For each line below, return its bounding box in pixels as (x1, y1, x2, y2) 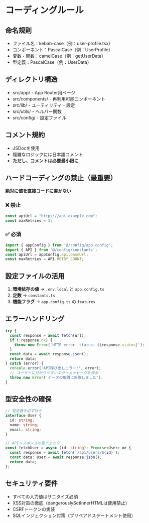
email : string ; (10, 427, 42, 432)
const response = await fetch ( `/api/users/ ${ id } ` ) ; (10, 450, 120, 455)
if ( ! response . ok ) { (10, 337, 53, 343)
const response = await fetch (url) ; (10, 333, 86, 338)
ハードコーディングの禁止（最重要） (5, 174, 117, 182)
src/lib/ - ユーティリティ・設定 (12, 102, 75, 108)
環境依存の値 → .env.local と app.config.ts (12, 286, 104, 292)
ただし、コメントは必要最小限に (12, 158, 79, 164)
